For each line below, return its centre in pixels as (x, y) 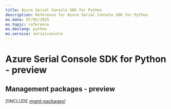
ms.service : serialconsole (34, 34)
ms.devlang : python (26, 29)
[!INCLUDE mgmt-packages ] (35, 101)
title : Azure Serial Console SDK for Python (54, 10)
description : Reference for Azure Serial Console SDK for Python (77, 15)
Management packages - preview (60, 89)
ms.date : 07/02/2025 (27, 19)
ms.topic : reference (27, 24)
